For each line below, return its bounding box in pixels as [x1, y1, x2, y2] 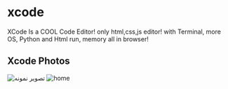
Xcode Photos [7, 55, 70, 67]
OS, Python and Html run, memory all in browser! [7, 34, 149, 43]
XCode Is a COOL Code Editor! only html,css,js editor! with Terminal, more [7, 27, 221, 36]
